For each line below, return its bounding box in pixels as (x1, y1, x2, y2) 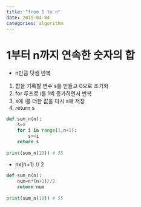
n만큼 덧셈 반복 (15, 69, 51, 76)
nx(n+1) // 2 (15, 161, 44, 168)
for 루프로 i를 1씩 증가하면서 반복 (15, 90, 92, 97)
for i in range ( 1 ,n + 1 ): (17, 127, 77, 134)
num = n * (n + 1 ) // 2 (17, 178, 56, 185)
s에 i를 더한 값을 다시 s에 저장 (15, 98, 85, 105)
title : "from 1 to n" (6, 8, 61, 15)
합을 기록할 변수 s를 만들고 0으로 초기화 (15, 83, 109, 90)
